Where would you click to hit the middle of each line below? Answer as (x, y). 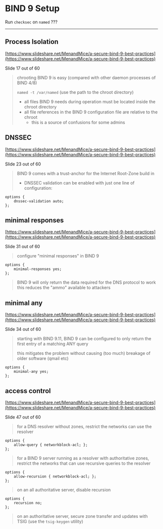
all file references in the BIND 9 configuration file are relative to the (91, 112)
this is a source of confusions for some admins (78, 122)
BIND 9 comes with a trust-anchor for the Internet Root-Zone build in (85, 173)
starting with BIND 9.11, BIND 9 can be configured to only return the (84, 339)
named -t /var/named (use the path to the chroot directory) (75, 92)
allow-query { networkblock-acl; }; (51, 445)
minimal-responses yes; (38, 269)
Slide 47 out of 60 (23, 417)
